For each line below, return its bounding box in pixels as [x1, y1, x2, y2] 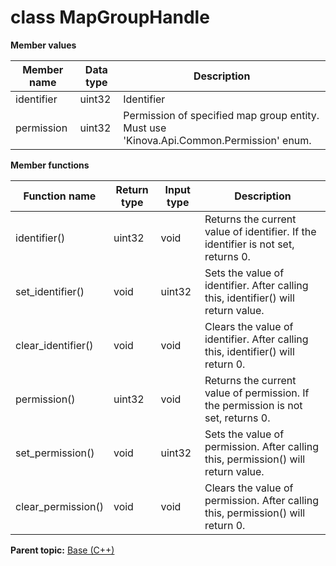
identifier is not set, [204, 237, 295, 251]
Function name [23, 189, 97, 203]
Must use [123, 121, 167, 135]
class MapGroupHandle [10, 6, 210, 29]
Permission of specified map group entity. [123, 108, 320, 122]
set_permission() [15, 446, 95, 460]
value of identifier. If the [204, 224, 317, 238]
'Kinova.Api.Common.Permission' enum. [123, 133, 312, 147]
